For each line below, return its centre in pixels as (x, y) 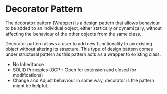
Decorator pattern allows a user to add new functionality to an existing (79, 43)
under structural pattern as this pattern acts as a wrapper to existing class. (83, 54)
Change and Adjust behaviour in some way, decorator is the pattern (83, 80)
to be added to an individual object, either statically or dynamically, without (84, 28)
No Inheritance (28, 64)
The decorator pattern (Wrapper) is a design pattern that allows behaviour (83, 23)
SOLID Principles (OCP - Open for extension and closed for (74, 70)
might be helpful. (30, 86)
